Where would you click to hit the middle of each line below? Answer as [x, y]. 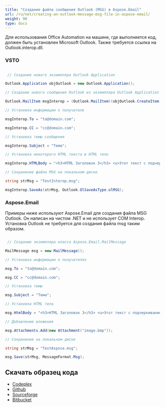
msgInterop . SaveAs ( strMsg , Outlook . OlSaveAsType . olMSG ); [65, 190]
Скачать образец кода [42, 372]
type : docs [16, 23]
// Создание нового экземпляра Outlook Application [61, 75]
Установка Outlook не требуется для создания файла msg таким [72, 224]
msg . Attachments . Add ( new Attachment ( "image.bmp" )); [59, 331]
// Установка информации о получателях [46, 260]
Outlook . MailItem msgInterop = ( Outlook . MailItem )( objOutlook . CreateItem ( [83, 102]
